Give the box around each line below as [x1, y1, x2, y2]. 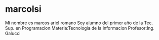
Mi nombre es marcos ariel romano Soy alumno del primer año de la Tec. [5, 20, 153, 26]
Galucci [5, 30, 21, 36]
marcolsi [5, 3, 42, 15]
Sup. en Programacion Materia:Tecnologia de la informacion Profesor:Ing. [5, 25, 155, 31]
